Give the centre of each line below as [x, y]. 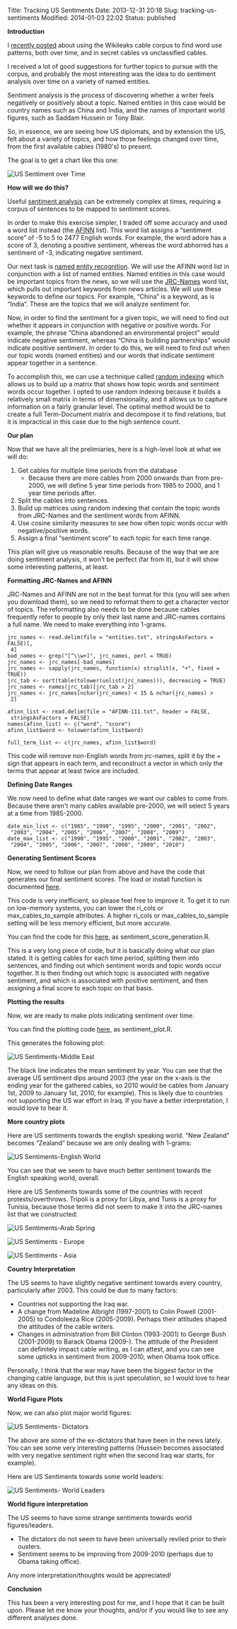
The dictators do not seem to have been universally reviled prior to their [122, 1539]
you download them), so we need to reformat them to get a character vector [118, 602]
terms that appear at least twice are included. [74, 771]
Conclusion [25, 1589]
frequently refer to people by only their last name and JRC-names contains [116, 617]
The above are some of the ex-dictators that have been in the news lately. [115, 1440]
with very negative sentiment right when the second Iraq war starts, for [111, 1455]
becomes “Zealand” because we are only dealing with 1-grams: [100, 1143]
